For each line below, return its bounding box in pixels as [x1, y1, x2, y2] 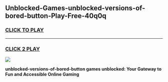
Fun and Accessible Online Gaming [5, 71, 79, 77]
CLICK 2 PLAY [5, 45, 40, 52]
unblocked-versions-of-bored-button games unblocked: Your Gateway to [5, 66, 161, 72]
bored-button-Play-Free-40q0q [5, 12, 106, 20]
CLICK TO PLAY [5, 27, 44, 34]
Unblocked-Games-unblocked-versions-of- [5, 4, 145, 12]
